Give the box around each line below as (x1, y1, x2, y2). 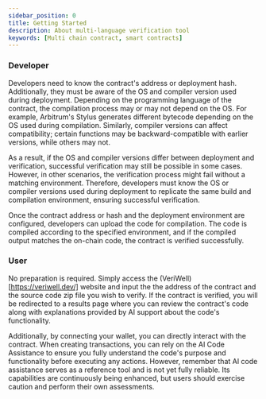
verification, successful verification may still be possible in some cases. (8, 161, 243, 171)
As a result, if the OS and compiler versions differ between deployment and (8, 153, 255, 162)
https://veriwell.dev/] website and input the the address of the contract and (10, 281, 256, 291)
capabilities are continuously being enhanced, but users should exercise (8, 373, 245, 382)
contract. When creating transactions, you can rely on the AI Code (8, 339, 225, 349)
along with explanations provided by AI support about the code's (8, 307, 220, 316)
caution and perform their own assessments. (8, 382, 155, 391)
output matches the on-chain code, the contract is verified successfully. (8, 235, 245, 245)
